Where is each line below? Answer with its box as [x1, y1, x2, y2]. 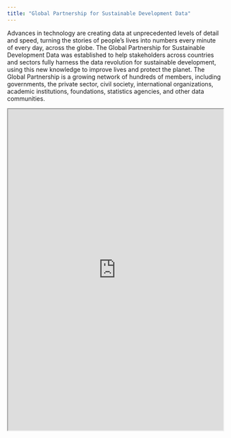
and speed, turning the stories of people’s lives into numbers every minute [7, 36, 217, 45]
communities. [7, 94, 46, 103]
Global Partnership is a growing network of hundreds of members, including [7, 73, 221, 81]
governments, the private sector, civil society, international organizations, [7, 80, 214, 88]
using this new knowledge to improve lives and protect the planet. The [7, 65, 205, 73]
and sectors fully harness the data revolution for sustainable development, [7, 58, 217, 66]
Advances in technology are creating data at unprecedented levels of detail [7, 29, 219, 37]
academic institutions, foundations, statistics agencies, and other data [7, 87, 204, 95]
